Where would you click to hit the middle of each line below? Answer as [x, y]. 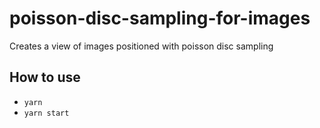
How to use [45, 77]
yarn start [46, 113]
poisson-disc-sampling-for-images [160, 18]
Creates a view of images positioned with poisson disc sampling [141, 46]
